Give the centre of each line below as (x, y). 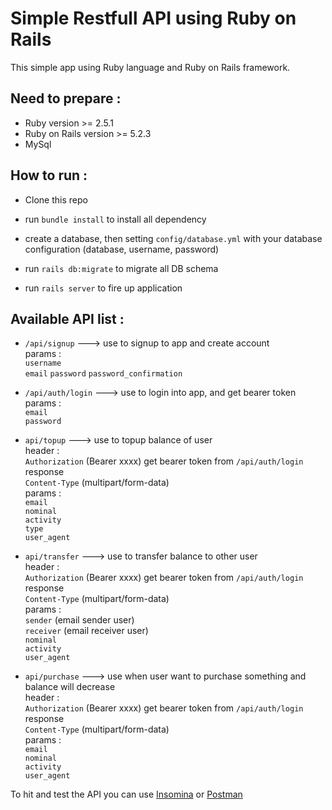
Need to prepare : (66, 98)
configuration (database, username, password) (122, 249)
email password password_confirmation (103, 374)
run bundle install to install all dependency (115, 219)
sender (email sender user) (79, 620)
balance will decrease (70, 687)
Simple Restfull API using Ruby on (153, 18)
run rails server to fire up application (103, 288)
